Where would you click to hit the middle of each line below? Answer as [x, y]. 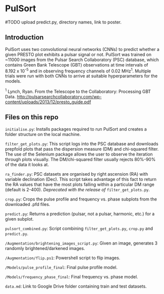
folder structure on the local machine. [43, 134]
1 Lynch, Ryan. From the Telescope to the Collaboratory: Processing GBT [78, 91]
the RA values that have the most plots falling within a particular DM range [80, 184]
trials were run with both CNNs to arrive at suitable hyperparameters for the [81, 76]
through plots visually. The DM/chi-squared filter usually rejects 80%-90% [80, 159]
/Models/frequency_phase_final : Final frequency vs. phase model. [72, 276]
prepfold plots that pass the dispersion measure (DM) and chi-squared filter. [82, 149]
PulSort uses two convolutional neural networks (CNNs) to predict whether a [82, 49]
